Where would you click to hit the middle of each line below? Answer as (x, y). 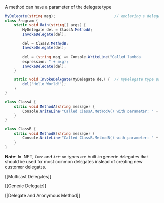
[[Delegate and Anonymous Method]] (43, 195)
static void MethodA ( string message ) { (54, 106)
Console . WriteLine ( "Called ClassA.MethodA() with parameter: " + (91, 111)
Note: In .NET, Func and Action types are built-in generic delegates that (77, 157)
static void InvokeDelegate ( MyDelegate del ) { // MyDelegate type (84, 79)
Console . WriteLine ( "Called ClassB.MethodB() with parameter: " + (91, 138)
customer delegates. (26, 167)
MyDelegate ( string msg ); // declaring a (75, 16)
